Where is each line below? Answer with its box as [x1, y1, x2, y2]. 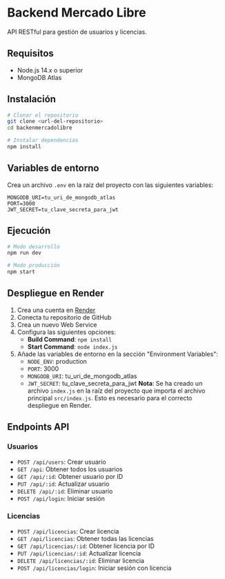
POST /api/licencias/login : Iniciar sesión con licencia [17, 564, 172, 572]
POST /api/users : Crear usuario [17, 458, 106, 466]
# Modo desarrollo [7, 243, 60, 250]
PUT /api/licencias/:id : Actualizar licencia [17, 549, 141, 557]
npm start [7, 268, 36, 275]
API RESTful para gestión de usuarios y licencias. [7, 28, 147, 36]
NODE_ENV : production [27, 357, 88, 365]
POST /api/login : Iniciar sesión [17, 494, 106, 502]
